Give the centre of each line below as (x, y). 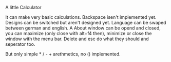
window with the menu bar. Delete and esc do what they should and (77, 39)
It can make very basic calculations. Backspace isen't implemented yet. (81, 17)
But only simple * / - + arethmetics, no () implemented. (63, 54)
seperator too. (20, 44)
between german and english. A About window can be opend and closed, (83, 28)
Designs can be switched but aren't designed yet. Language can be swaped (86, 23)
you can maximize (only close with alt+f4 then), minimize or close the (79, 33)
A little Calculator (24, 7)
